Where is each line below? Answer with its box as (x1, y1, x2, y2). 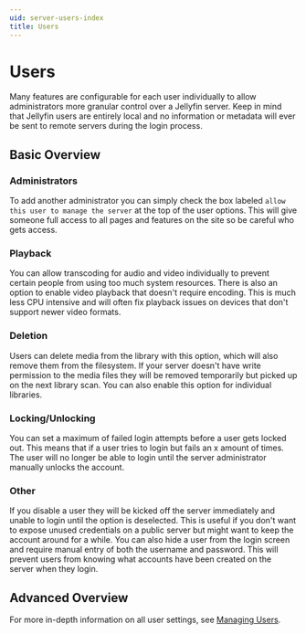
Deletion (9, 330, 48, 343)
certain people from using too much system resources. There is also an (9, 278, 279, 289)
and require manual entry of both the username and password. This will (9, 544, 279, 555)
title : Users (9, 22, 59, 31)
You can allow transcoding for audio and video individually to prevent (9, 268, 269, 279)
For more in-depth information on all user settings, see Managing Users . (9, 614, 281, 626)
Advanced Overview (9, 590, 129, 606)
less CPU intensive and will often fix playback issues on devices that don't (9, 297, 289, 308)
